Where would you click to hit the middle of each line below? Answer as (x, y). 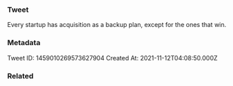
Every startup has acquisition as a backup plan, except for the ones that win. (117, 25)
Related (21, 76)
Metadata (24, 43)
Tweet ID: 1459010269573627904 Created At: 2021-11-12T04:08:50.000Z (112, 58)
